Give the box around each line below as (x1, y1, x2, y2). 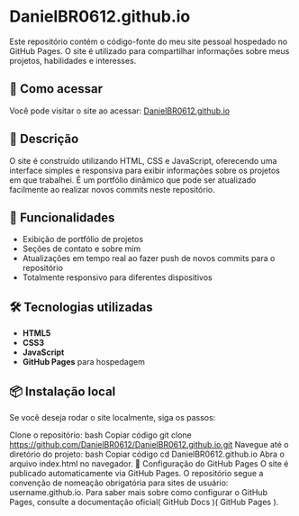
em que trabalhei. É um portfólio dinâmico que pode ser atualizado (9, 174, 257, 186)
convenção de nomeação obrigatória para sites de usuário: (9, 477, 229, 488)
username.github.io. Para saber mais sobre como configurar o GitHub (9, 487, 268, 497)
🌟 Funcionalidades (9, 210, 115, 225)
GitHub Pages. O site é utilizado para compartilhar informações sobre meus (9, 45, 290, 56)
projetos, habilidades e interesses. (9, 55, 137, 66)
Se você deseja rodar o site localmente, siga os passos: (9, 412, 216, 422)
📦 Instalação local (9, 384, 116, 399)
